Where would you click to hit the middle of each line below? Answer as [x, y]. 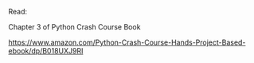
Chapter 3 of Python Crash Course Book [74, 27]
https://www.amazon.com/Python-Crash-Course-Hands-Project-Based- [127, 42]
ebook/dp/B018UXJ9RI [46, 51]
